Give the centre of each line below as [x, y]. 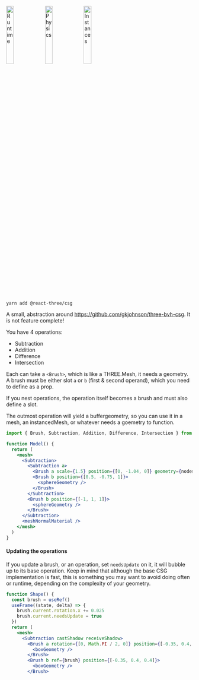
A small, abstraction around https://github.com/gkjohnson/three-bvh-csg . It [98, 314]
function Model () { [30, 444]
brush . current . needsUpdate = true [59, 616]
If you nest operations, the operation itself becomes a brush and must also [97, 398]
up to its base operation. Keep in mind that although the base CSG [87, 571]
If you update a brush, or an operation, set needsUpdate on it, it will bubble [96, 564]
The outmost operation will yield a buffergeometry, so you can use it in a [94, 416]
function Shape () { [30, 594]
